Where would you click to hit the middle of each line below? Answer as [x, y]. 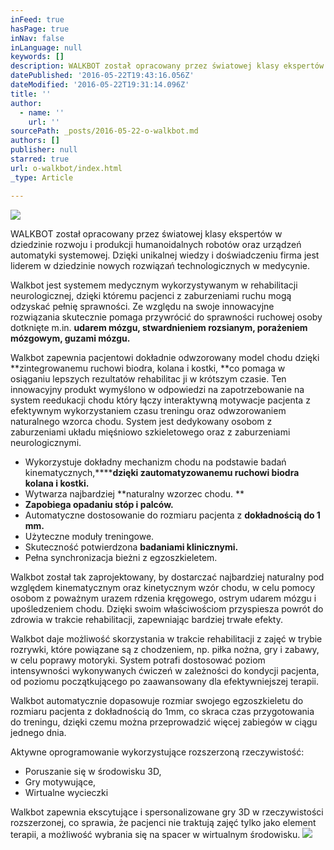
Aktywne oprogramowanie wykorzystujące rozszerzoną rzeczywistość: [157, 752]
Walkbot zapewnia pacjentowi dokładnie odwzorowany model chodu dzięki [165, 357]
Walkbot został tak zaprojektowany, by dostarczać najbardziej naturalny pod [167, 577]
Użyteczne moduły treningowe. [89, 536]
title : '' [31, 94]
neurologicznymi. [46, 442]
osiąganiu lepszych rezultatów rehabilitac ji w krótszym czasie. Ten [148, 378]
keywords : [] [37, 57]
